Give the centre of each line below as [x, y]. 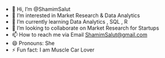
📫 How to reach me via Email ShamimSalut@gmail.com [80, 35]
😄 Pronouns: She [33, 43]
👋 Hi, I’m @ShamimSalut [41, 9]
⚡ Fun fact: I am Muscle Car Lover [53, 50]
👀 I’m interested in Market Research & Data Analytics [76, 15]
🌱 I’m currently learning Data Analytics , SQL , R [70, 22]
